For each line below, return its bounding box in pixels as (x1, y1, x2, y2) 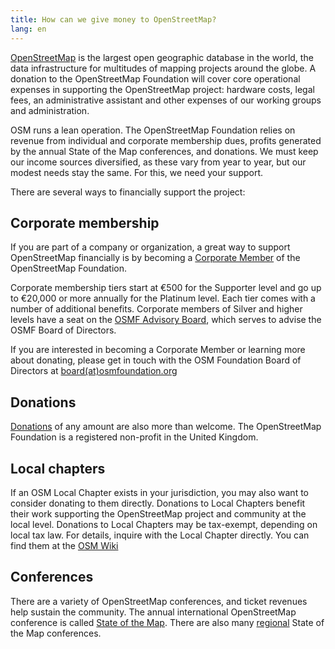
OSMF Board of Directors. (10, 324, 117, 336)
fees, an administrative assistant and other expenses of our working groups (10, 94, 322, 106)
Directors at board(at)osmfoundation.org (10, 365, 178, 377)
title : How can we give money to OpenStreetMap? (10, 14, 217, 25)
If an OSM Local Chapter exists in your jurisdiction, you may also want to (10, 486, 309, 498)
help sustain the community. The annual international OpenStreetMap (10, 606, 297, 618)
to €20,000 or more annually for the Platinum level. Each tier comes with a (10, 292, 316, 305)
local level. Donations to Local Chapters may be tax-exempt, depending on (10, 518, 318, 530)
